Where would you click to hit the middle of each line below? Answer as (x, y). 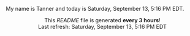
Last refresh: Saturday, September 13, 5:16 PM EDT (102, 27)
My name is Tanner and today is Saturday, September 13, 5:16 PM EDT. (95, 9)
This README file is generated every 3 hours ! (102, 20)
